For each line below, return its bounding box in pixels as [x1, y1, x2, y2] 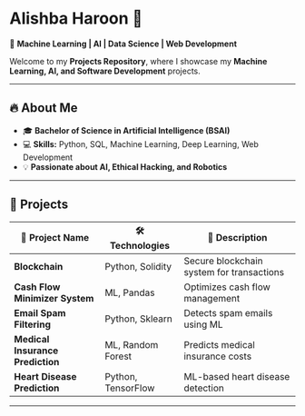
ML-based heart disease [183, 370, 290, 382]
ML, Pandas [103, 286, 155, 299]
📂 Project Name [20, 232, 90, 244]
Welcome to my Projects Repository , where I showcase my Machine [9, 55, 268, 66]
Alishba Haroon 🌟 [9, 8, 143, 29]
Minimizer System [14, 292, 94, 304]
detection [183, 381, 224, 394]
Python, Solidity [103, 260, 172, 272]
